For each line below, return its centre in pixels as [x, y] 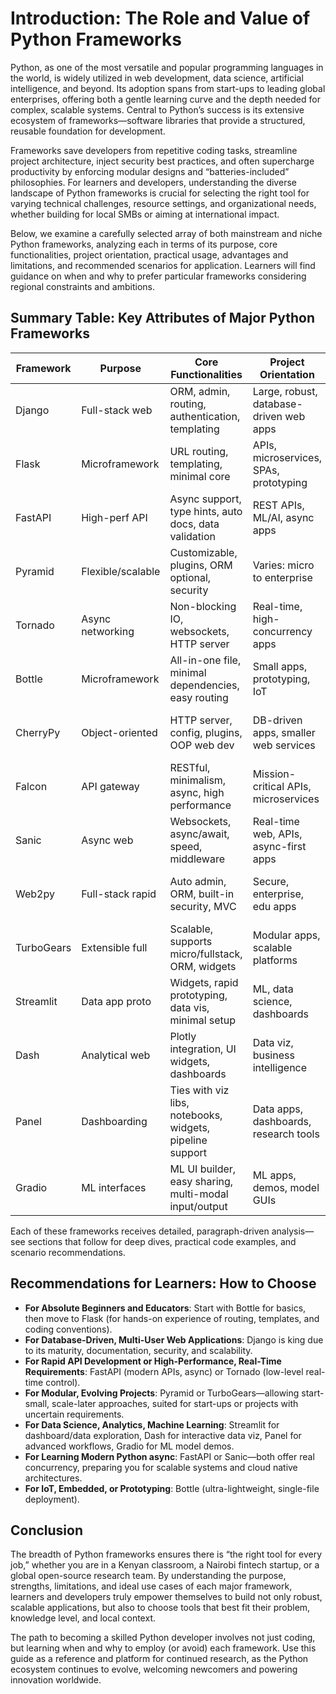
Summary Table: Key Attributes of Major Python [163, 318]
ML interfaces [114, 1187]
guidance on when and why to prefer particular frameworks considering [158, 276]
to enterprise [282, 577]
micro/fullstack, [206, 954]
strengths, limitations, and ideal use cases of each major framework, [151, 1586]
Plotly [183, 1036]
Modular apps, [286, 935]
